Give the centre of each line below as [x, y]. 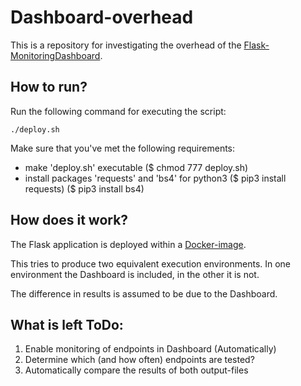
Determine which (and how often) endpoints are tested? [139, 360]
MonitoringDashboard [55, 55]
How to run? [49, 87]
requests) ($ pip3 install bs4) [84, 188]
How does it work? [69, 220]
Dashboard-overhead [102, 17]
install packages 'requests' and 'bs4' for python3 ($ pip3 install [155, 178]
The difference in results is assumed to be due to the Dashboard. [144, 293]
